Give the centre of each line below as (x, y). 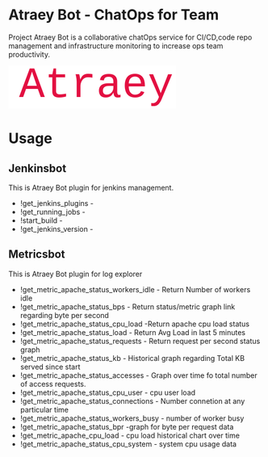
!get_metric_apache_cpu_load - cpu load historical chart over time (130, 435)
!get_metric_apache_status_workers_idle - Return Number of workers (135, 289)
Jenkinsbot (38, 168)
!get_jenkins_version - (57, 228)
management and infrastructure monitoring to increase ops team (116, 45)
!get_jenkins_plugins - (57, 203)
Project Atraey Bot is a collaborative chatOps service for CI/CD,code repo (130, 37)
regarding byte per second (64, 315)
